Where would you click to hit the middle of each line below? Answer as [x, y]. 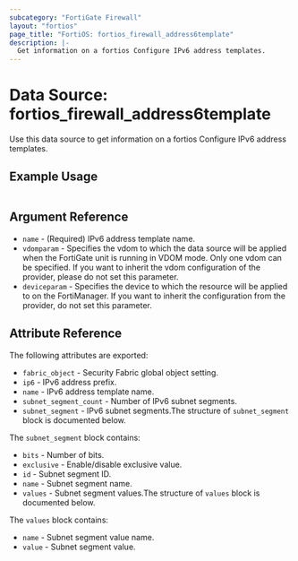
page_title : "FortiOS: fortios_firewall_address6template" [122, 34]
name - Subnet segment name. [77, 483]
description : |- [39, 43]
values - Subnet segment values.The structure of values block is [141, 493]
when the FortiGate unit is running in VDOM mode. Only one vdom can [152, 257]
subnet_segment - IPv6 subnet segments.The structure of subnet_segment [155, 410]
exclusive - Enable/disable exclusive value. [102, 464]
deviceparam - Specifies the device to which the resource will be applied [155, 286]
